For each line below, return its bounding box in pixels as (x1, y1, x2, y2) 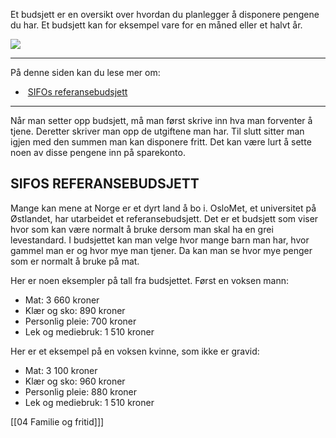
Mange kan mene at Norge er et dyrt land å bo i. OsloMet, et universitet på (10, 202, 317, 214)
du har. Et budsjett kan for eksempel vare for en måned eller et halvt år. (10, 19, 303, 31)
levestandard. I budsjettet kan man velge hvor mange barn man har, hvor (10, 234, 310, 246)
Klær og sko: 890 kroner (24, 304, 126, 316)
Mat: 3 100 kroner (24, 364, 98, 376)
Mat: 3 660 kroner (24, 294, 100, 306)
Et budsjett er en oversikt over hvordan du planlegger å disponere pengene (10, 9, 320, 20)
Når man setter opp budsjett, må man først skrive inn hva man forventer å (10, 115, 313, 126)
